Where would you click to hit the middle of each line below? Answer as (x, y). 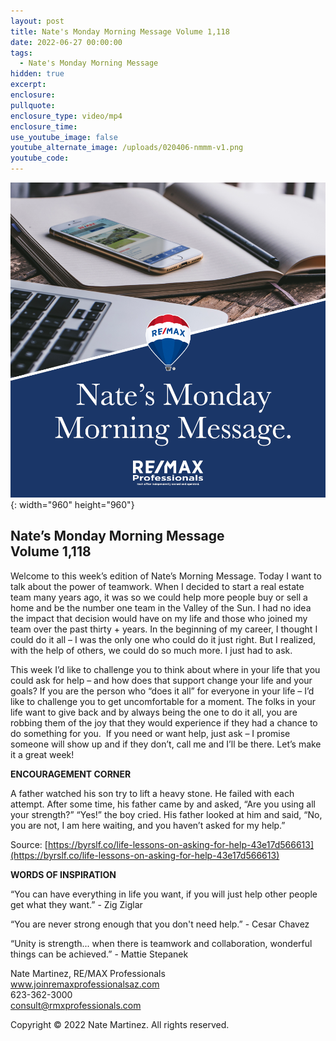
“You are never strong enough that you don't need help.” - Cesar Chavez (160, 924)
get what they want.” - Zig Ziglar (76, 904)
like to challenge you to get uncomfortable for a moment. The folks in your (163, 701)
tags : (21, 53)
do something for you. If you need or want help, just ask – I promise (150, 733)
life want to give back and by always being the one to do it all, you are (154, 712)
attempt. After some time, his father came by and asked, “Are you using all (163, 804)
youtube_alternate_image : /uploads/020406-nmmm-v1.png (127, 148)
